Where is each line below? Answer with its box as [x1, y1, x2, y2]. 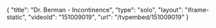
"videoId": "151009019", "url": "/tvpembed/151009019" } [28, 13, 189, 21]
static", [6, 13, 27, 21]
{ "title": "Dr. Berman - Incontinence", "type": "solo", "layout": [6, 6, 184, 14]
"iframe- [184, 6, 210, 14]
